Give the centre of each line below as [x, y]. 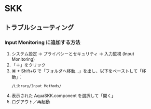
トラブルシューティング [39, 27]
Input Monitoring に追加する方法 [42, 42]
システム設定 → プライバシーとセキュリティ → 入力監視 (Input [73, 54]
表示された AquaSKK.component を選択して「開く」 [64, 95]
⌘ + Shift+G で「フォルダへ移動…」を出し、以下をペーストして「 [77, 71]
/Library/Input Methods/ [36, 86]
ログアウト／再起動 [31, 101]
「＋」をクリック [28, 65]
